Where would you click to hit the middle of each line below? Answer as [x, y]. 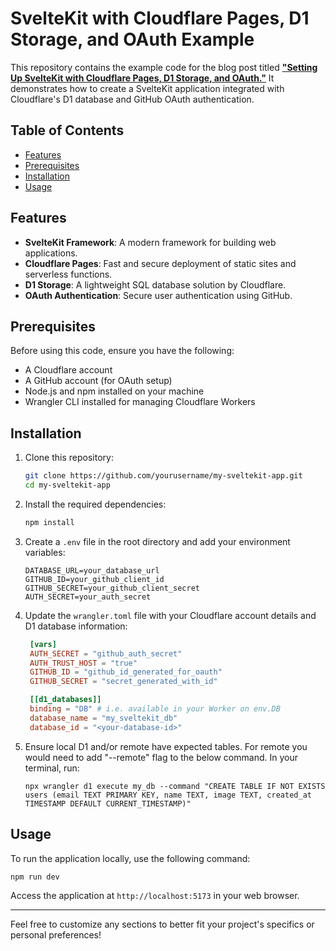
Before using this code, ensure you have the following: [122, 351]
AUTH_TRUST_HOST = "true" [83, 663]
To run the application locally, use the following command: [130, 858]
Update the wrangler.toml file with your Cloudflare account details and [170, 615]
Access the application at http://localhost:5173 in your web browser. [155, 896]
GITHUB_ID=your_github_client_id [94, 579]
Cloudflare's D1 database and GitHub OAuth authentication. [132, 99]
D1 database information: [76, 626]
